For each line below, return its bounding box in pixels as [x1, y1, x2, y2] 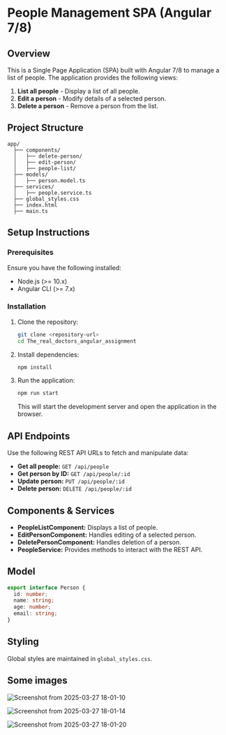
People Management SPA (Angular [7, 5, 212, 21]
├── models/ [13, 171, 49, 178]
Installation [7, 302, 47, 311]
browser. [17, 410, 43, 418]
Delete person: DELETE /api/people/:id [17, 484, 133, 493]
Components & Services [7, 505, 115, 517]
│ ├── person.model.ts [13, 177, 86, 184]
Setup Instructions [7, 227, 90, 239]
